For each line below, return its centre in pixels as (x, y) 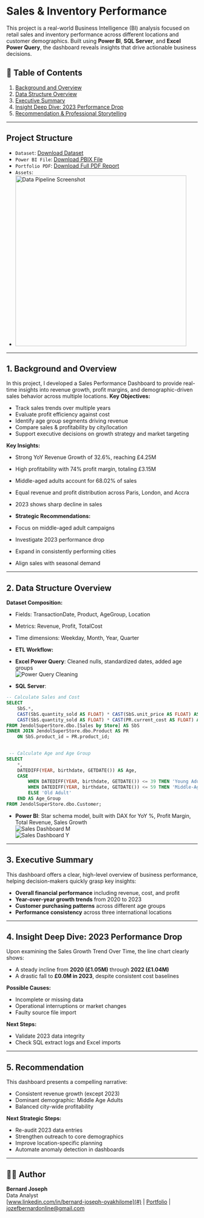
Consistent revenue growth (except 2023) (67, 1094)
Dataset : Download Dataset (49, 152)
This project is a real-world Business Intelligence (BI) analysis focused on (98, 28)
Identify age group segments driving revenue (72, 421)
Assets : (24, 172)
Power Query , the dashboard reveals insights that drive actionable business (101, 47)
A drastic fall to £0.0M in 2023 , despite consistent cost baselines (97, 976)
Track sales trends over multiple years (63, 408)
